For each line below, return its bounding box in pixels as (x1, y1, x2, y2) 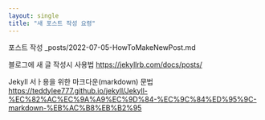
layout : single (8, 11, 59, 20)
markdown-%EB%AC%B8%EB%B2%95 (8, 102, 142, 113)
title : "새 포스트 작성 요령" (8, 19, 96, 27)
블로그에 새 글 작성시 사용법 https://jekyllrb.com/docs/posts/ (8, 60, 203, 69)
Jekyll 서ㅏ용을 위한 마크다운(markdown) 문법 (8, 77, 154, 86)
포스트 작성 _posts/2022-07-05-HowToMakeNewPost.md (8, 42, 196, 52)
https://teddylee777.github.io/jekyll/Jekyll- (8, 85, 149, 95)
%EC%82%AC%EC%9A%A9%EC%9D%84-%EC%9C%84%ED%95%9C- (8, 94, 257, 104)
